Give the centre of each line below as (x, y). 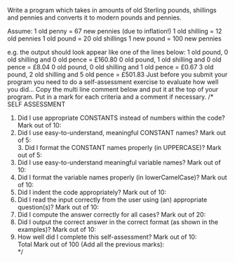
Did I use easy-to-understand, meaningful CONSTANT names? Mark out (122, 133)
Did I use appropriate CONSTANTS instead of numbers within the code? (121, 118)
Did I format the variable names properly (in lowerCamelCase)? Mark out (122, 177)
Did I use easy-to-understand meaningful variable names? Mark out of (119, 163)
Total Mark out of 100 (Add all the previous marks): (91, 244)
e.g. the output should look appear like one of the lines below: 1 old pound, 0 (118, 52)
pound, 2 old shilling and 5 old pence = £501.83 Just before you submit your (117, 74)
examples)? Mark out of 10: (57, 229)
